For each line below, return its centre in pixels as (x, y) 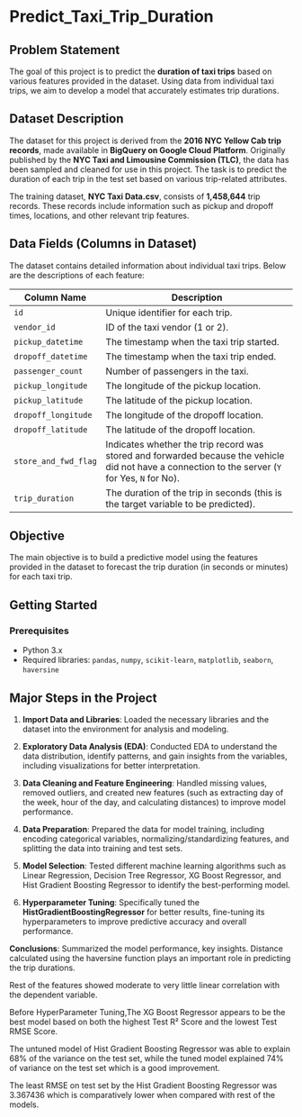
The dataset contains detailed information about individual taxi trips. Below (147, 265)
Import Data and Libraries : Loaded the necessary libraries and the (146, 719)
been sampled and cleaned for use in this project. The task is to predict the (148, 169)
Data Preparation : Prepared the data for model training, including (143, 829)
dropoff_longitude (53, 415)
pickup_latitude (49, 400)
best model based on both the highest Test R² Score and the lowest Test (143, 1022)
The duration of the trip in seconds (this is (194, 493)
